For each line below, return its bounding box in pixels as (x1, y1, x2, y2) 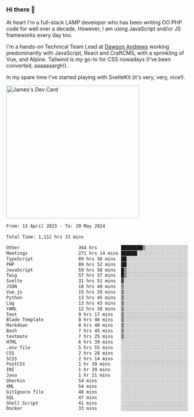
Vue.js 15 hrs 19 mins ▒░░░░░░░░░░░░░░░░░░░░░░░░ (6, 289, 188, 295)
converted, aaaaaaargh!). (6, 62, 68, 69)
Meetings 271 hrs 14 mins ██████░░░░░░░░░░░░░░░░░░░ (6, 250, 188, 256)
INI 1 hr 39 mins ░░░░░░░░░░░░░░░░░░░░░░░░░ (6, 367, 188, 373)
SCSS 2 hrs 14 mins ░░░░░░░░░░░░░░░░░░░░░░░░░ (6, 356, 188, 362)
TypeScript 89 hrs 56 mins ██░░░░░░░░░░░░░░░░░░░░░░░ (6, 256, 188, 262)
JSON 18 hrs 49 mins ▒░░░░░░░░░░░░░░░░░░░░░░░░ (6, 283, 188, 290)
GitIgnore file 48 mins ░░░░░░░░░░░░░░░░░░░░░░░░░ (6, 389, 188, 395)
